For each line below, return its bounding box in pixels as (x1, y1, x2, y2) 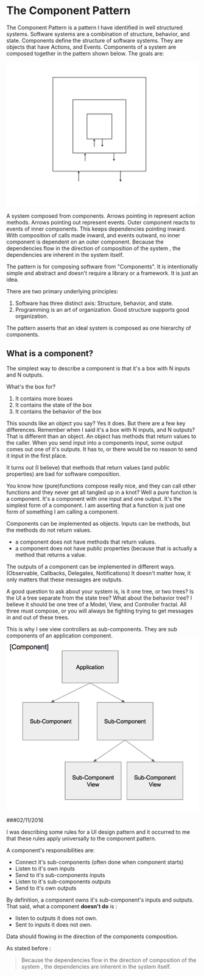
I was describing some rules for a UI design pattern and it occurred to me (6, 828, 191, 836)
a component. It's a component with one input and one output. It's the (6, 495, 181, 502)
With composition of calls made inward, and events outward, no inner (6, 231, 181, 239)
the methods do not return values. (6, 526, 92, 534)
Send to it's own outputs (15, 884, 77, 892)
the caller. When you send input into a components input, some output (6, 439, 183, 446)
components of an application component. (6, 632, 113, 639)
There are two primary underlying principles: (6, 287, 119, 295)
